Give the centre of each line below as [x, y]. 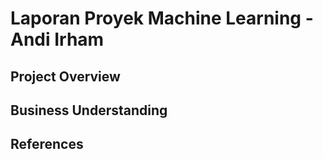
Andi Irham [57, 39]
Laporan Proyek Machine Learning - [162, 18]
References [47, 144]
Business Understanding [89, 110]
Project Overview [65, 76]
